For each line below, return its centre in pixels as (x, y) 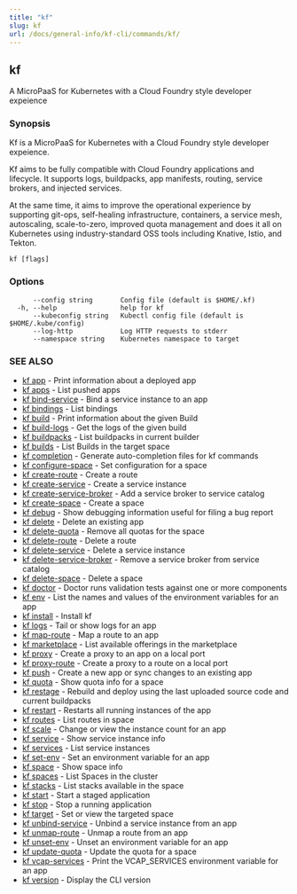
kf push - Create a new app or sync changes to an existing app (137, 673)
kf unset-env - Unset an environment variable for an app (125, 843)
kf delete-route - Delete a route (79, 541)
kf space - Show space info (72, 767)
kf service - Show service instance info (94, 739)
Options (27, 282)
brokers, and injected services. (66, 188)
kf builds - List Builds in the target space (96, 447)
